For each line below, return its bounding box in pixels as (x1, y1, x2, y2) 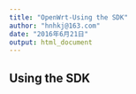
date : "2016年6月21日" (9, 29, 89, 38)
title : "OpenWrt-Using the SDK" (9, 12, 128, 22)
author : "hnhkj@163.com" (9, 21, 101, 30)
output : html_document (9, 37, 93, 47)
